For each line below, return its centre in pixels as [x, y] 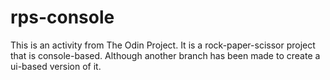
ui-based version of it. [56, 66]
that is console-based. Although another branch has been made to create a [165, 55]
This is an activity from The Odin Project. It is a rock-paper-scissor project [163, 45]
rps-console [62, 17]
